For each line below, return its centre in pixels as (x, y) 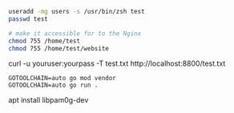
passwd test (28, 19)
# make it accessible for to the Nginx (75, 33)
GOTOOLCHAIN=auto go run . (53, 85)
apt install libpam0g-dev (48, 100)
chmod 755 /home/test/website (59, 48)
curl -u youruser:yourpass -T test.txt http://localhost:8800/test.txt (117, 63)
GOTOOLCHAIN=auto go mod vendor (62, 79)
